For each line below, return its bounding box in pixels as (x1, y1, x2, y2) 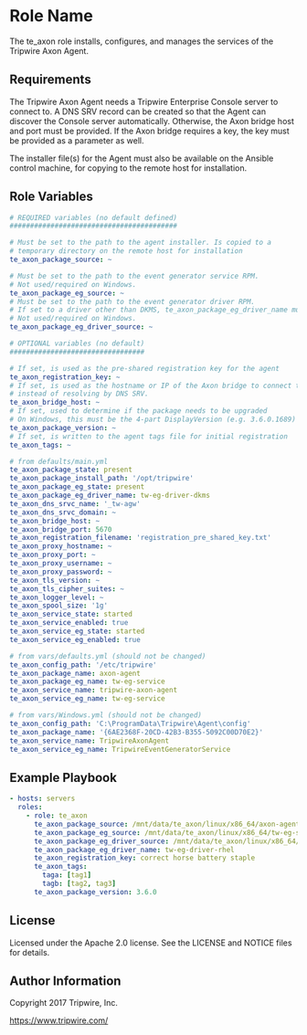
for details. (9, 946, 50, 957)
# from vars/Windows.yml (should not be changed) (9, 711, 203, 720)
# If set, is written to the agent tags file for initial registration (9, 431, 288, 441)
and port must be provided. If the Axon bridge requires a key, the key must (9, 125, 290, 136)
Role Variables (9, 189, 93, 205)
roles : (17, 803, 43, 812)
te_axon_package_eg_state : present (9, 482, 145, 491)
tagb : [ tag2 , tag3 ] (42, 879, 117, 888)
